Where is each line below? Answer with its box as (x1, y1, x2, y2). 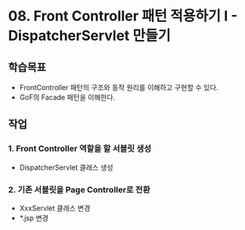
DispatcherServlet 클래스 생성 (19, 162, 113, 172)
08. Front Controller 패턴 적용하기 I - (8, 7, 238, 25)
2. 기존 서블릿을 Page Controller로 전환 (8, 184, 150, 195)
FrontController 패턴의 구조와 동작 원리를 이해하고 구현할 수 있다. (19, 83, 219, 92)
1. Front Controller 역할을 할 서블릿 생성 (8, 143, 152, 154)
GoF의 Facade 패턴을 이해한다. (19, 93, 116, 102)
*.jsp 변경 (19, 213, 49, 222)
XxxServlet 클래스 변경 (19, 203, 91, 213)
